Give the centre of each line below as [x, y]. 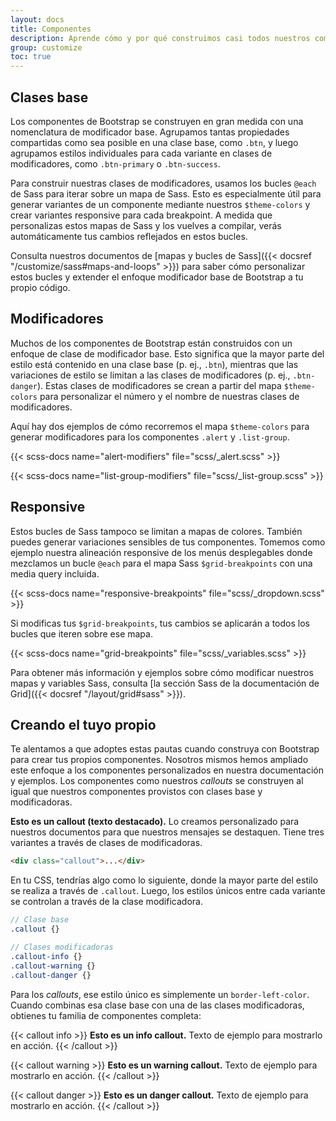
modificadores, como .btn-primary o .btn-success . [115, 163]
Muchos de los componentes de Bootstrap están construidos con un [151, 343]
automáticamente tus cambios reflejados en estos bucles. [129, 236]
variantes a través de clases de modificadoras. [106, 843]
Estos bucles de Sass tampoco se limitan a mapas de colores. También [156, 531]
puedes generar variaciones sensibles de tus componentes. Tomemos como [168, 542]
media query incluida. [55, 573]
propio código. [40, 287]
